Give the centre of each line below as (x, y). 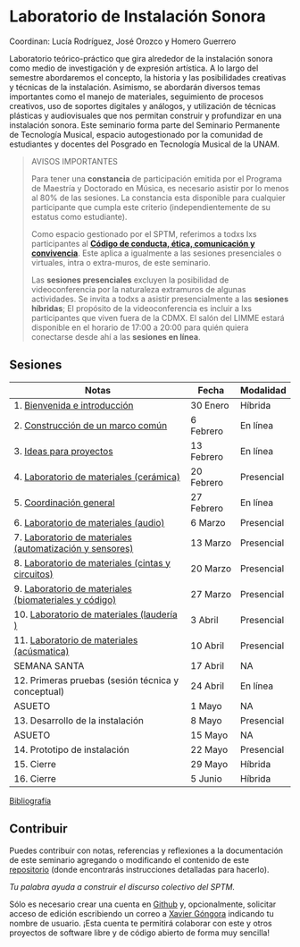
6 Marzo (208, 522)
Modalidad (263, 390)
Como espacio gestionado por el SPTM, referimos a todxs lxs (144, 233)
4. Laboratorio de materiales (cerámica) (97, 477)
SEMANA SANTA (49, 665)
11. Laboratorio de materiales (76, 639)
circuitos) (33, 574)
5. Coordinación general (64, 503)
